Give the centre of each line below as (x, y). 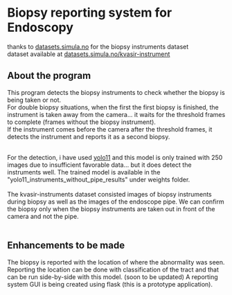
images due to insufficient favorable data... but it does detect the (99, 165)
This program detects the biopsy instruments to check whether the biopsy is (116, 92)
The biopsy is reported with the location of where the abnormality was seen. (116, 262)
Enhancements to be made (66, 245)
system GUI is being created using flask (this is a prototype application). (110, 284)
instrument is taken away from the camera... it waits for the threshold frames (116, 114)
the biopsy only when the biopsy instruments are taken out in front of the (111, 208)
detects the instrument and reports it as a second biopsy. (89, 136)
